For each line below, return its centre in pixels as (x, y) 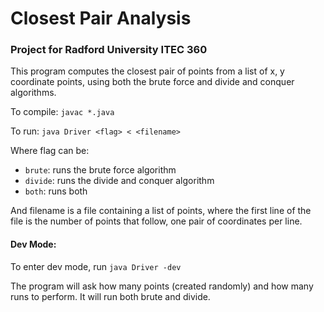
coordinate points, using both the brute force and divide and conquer (152, 82)
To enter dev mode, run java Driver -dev (96, 266)
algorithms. (33, 93)
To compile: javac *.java (62, 112)
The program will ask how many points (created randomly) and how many (162, 286)
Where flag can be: (50, 151)
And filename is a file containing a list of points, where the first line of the (161, 211)
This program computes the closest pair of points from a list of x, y (147, 71)
